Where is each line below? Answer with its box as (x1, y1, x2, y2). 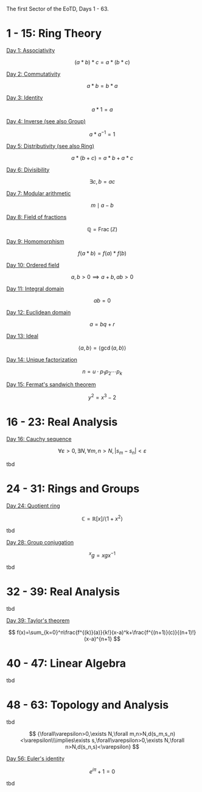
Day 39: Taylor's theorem (6, 616, 70, 624)
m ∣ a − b (91, 201, 114, 209)
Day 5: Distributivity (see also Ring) (6, 142, 94, 149)
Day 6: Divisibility (6, 166, 50, 173)
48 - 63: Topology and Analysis (6, 698, 169, 712)
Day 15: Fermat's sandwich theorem (6, 381, 96, 388)
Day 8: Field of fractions (6, 213, 67, 220)
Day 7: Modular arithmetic (6, 189, 71, 197)
